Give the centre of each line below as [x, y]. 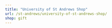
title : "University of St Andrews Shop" [47, 9]
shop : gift [16, 18]
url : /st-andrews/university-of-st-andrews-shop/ [56, 14]
